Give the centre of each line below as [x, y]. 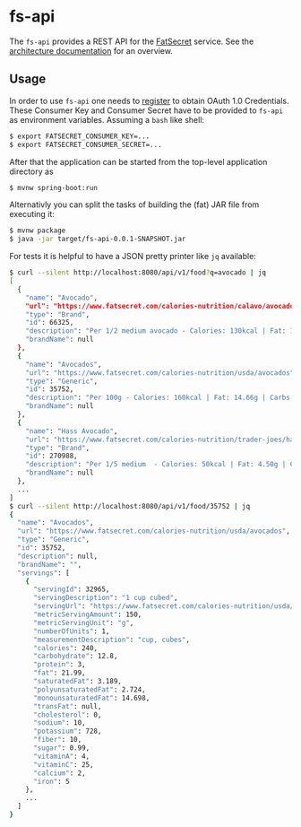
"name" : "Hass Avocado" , [72, 431]
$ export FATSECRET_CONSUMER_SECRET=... [86, 144]
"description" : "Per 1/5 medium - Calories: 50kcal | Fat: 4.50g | [156, 465]
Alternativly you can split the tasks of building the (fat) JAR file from [134, 205]
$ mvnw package [38, 231]
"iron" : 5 [51, 781]
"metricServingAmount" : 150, [87, 614]
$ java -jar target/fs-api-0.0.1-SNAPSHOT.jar [98, 239]
